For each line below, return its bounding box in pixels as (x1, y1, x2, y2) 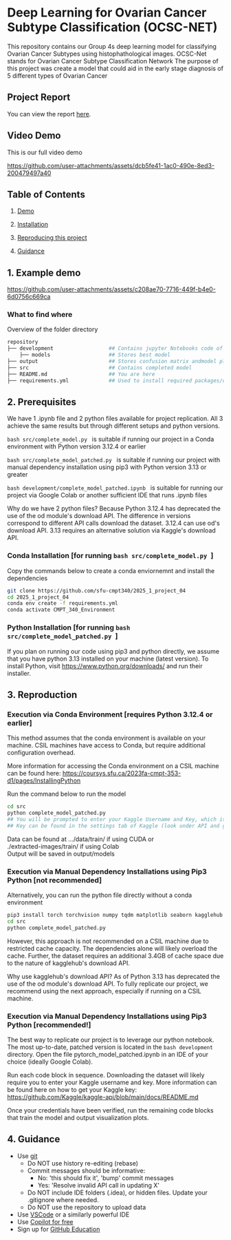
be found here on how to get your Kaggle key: (7, 1085, 137, 1093)
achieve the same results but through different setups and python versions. (7, 422, 220, 430)
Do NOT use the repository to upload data (27, 1203, 146, 1211)
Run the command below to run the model (7, 790, 126, 798)
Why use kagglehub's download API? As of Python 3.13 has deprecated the (7, 972, 220, 980)
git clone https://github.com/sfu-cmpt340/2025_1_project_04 (7, 587, 186, 594)
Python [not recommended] (7, 875, 102, 885)
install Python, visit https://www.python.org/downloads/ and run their (7, 661, 203, 670)
